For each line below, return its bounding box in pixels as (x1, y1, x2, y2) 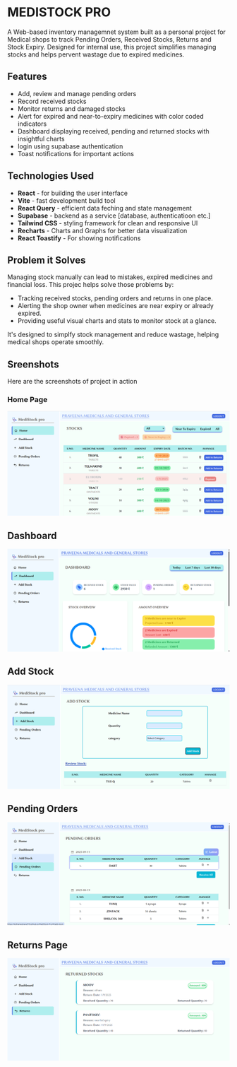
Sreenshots (7, 358, 59, 370)
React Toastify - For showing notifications (17, 234, 141, 242)
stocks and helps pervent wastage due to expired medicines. (7, 50, 185, 59)
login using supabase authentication (17, 142, 123, 151)
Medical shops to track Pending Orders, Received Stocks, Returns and (7, 35, 212, 43)
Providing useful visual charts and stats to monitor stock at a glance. (17, 317, 217, 325)
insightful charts (17, 134, 65, 143)
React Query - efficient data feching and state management (17, 204, 193, 212)
